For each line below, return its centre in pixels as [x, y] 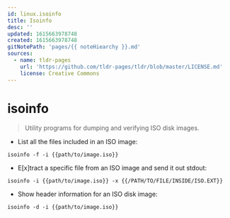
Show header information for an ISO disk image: [87, 194]
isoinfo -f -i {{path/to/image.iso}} [63, 155]
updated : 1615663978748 [42, 34]
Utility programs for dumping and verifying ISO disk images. [112, 128]
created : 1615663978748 [42, 40]
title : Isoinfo [30, 21]
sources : [20, 54]
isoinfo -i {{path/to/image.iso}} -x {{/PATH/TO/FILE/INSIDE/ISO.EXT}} [115, 181]
